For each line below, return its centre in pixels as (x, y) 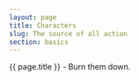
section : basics (39, 42)
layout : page (33, 17)
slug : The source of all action (68, 33)
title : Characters (43, 26)
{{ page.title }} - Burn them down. (70, 67)
